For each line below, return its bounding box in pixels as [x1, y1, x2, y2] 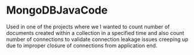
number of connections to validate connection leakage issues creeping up [6, 35, 189, 43]
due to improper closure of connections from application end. [6, 42, 158, 49]
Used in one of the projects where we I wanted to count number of [6, 23, 170, 30]
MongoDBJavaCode [6, 4, 108, 17]
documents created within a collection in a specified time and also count [6, 29, 184, 36]
